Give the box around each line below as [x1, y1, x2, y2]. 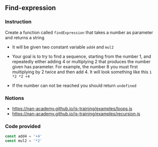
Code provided [5, 123, 41, 130]
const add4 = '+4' [5, 134, 42, 139]
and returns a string [5, 34, 45, 40]
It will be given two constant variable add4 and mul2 [12, 44, 114, 50]
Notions [5, 95, 24, 101]
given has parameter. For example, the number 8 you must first [12, 64, 138, 69]
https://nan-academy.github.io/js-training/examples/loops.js [12, 105, 132, 111]
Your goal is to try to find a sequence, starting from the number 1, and [12, 53, 151, 59]
